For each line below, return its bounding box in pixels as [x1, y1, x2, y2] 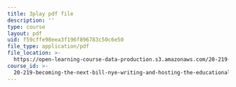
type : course [7, 23, 46, 30]
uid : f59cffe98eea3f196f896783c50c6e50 [7, 36, 124, 43]
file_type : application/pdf [7, 43, 90, 50]
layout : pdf [7, 29, 42, 37]
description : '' [7, 17, 55, 24]
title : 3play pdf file [7, 10, 74, 18]
